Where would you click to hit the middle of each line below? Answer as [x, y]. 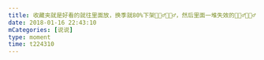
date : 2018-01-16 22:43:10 [52, 23]
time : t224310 [32, 44]
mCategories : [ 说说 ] [41, 30]
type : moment [30, 37]
